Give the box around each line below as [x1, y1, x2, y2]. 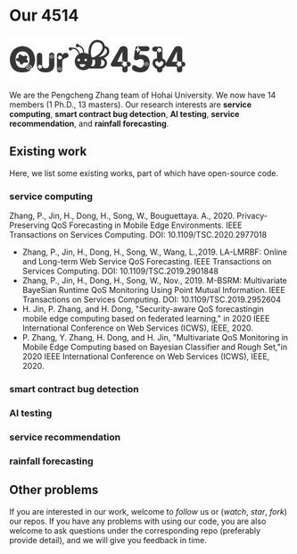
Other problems [9, 483, 99, 498]
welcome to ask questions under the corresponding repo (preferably [9, 525, 261, 536]
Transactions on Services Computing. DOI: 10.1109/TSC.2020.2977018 [9, 230, 268, 240]
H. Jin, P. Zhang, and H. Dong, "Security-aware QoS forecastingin [21, 304, 265, 315]
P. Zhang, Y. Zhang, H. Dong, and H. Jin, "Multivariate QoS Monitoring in [21, 332, 288, 343]
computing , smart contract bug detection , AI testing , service [9, 108, 240, 119]
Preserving [9, 220, 50, 231]
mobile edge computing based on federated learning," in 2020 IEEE [21, 314, 270, 324]
